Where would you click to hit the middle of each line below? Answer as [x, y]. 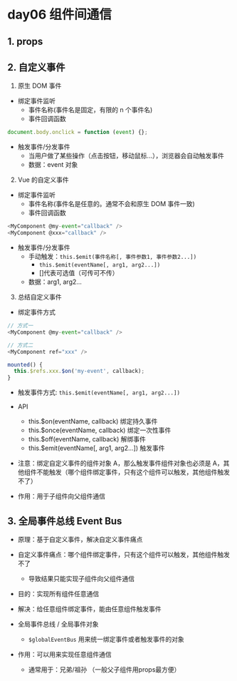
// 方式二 [20, 345]
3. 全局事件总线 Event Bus [65, 521]
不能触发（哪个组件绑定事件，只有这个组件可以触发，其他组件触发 [133, 472]
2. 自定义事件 [36, 67]
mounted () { [25, 364]
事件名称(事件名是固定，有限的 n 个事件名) [90, 110]
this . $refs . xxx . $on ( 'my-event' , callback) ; [79, 372]
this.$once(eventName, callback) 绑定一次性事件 [100, 430]
